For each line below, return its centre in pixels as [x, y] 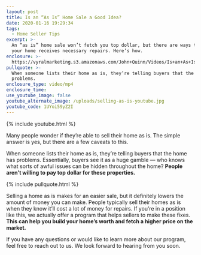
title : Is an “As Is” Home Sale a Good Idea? [64, 17]
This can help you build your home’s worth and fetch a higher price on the [100, 221]
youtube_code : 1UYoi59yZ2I [40, 106]
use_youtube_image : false [38, 95]
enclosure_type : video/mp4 [40, 85]
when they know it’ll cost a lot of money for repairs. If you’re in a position [96, 208]
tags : [13, 28]
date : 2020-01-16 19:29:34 [40, 23]
